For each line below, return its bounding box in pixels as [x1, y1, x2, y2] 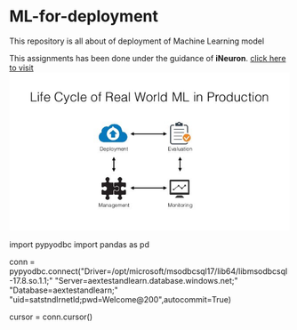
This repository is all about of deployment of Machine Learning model [9, 36, 265, 46]
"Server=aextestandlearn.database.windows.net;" [54, 275, 238, 286]
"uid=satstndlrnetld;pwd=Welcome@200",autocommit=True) [9, 294, 232, 304]
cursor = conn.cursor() [9, 311, 93, 322]
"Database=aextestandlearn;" [9, 285, 118, 295]
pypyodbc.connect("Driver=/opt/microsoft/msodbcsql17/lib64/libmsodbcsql [9, 265, 288, 277]
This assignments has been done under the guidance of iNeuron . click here [9, 52, 286, 63]
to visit [9, 62, 34, 73]
